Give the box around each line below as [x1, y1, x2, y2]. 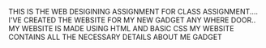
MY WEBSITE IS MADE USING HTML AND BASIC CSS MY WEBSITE [8, 24, 234, 33]
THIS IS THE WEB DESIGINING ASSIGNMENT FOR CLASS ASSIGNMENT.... [8, 7, 258, 16]
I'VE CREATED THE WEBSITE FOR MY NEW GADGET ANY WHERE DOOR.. [8, 15, 256, 25]
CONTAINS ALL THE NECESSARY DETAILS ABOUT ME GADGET [8, 32, 223, 42]
